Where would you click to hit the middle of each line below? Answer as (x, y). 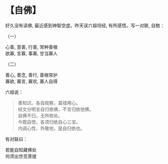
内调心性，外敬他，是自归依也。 (51, 128)
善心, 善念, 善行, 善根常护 (31, 75)
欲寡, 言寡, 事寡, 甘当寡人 (31, 53)
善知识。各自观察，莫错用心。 (49, 103)
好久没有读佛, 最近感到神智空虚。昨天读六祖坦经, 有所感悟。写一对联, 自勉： (85, 25)
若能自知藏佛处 (21, 150)
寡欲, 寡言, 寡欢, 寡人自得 (31, 81)
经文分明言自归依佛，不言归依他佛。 (56, 109)
